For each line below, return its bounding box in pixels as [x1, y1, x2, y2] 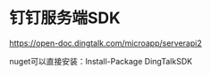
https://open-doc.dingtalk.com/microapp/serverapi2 [9, 37, 203, 49]
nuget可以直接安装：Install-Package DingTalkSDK [9, 56, 193, 66]
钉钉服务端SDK [9, 8, 121, 28]
